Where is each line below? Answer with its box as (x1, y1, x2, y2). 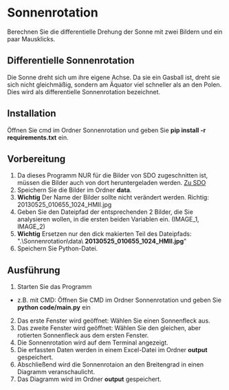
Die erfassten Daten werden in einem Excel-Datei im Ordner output (17, 346, 208, 354)
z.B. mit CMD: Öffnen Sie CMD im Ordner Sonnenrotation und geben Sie (17, 296, 222, 304)
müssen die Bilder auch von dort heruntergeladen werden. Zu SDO (17, 179, 206, 187)
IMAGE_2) (17, 222, 46, 231)
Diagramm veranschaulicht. (17, 368, 95, 376)
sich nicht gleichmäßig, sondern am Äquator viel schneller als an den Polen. (7, 80, 222, 89)
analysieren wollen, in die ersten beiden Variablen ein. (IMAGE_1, (17, 215, 199, 224)
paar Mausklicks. (7, 34, 56, 43)
